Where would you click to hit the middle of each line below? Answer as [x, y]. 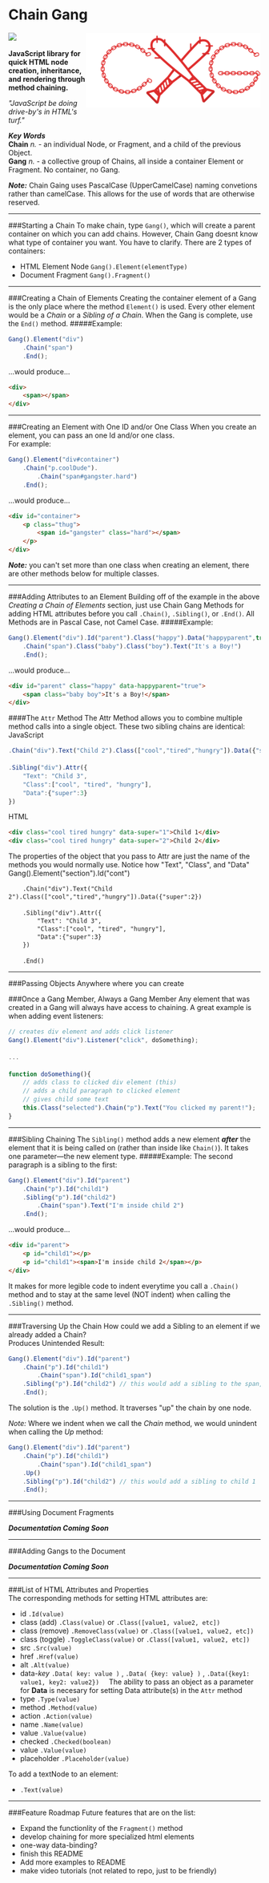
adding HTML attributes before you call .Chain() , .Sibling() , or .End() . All [131, 614]
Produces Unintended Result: [57, 1343]
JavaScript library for [44, 53]
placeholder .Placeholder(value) [74, 1759]
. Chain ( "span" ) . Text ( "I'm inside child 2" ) [110, 1206]
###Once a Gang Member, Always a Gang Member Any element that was [129, 999]
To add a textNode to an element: [63, 1774]
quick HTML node [38, 62]
